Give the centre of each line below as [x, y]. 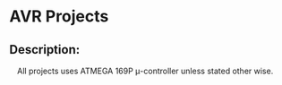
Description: [45, 50]
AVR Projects [59, 17]
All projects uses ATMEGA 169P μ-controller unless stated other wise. [145, 71]
